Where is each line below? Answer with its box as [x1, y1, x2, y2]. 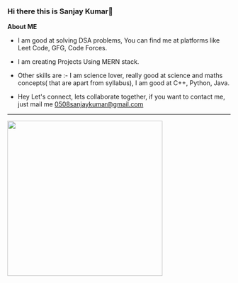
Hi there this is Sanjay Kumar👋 [7, 6, 113, 16]
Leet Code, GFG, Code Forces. [17, 44, 108, 52]
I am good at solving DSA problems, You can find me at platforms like [17, 36, 220, 45]
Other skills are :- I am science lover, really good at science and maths [17, 71, 223, 80]
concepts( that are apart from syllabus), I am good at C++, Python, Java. [17, 79, 230, 87]
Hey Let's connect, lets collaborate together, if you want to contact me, [17, 92, 225, 101]
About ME [7, 23, 38, 31]
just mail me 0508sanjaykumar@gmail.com [17, 100, 144, 109]
